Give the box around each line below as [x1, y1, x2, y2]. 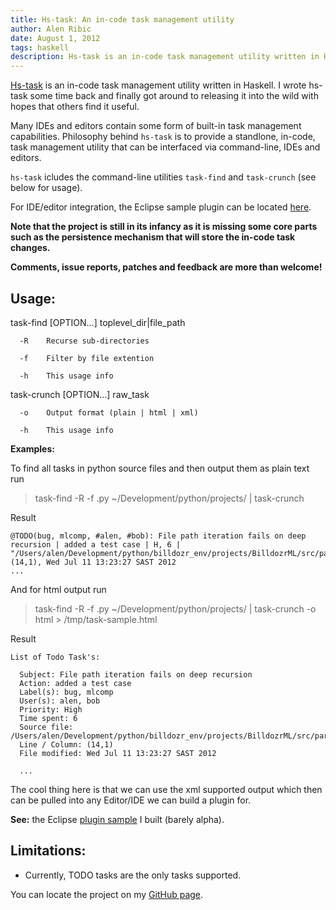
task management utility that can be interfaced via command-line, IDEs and [10, 141, 321, 153]
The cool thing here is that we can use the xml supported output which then [10, 783, 323, 795]
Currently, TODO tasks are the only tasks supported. [24, 869, 242, 881]
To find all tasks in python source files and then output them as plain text [10, 462, 310, 474]
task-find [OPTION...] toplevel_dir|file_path [10, 316, 186, 328]
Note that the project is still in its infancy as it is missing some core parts [10, 221, 318, 233]
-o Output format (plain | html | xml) [19, 407, 199, 418]
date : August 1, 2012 [10, 33, 101, 43]
